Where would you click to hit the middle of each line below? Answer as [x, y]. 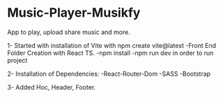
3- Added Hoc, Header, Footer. [52, 87]
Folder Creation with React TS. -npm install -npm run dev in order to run [110, 53]
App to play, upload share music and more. [69, 32]
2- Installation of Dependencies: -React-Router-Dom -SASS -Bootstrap [109, 74]
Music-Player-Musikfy [74, 13]
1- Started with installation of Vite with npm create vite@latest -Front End [112, 45]
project [17, 60]
